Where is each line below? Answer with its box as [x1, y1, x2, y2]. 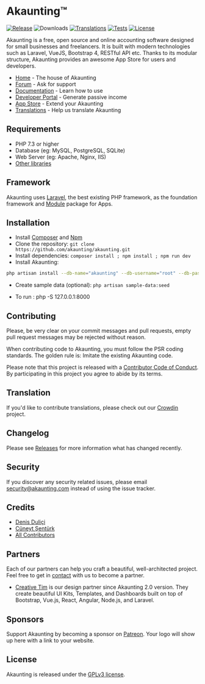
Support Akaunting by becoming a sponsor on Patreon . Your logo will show [6, 630, 195, 638]
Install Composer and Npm [15, 233, 83, 241]
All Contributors [15, 532, 55, 539]
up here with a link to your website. [6, 636, 95, 644]
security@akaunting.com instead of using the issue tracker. [6, 485, 156, 492]
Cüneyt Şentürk [15, 525, 55, 532]
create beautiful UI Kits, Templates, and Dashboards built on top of [15, 590, 183, 597]
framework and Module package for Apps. [6, 200, 113, 207]
